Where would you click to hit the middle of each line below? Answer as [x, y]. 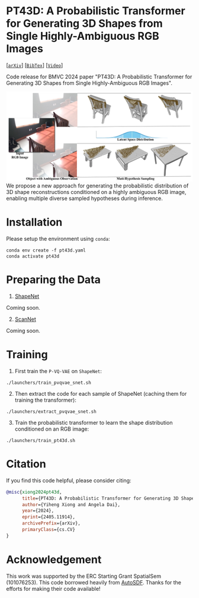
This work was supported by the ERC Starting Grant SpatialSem [84, 576]
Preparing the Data [53, 280]
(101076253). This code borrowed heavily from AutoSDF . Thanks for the [94, 582]
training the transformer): [46, 400]
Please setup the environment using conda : [58, 239]
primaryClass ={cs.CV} [49, 530]
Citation [26, 464]
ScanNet [25, 319]
